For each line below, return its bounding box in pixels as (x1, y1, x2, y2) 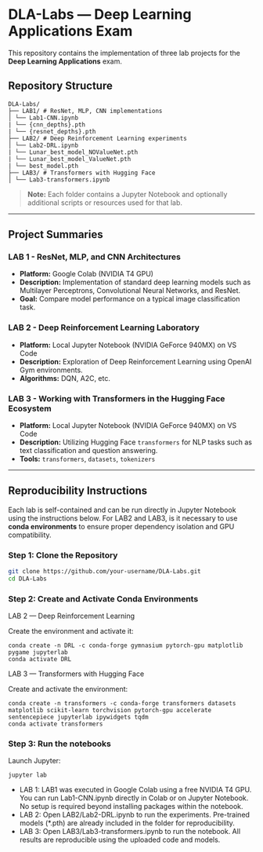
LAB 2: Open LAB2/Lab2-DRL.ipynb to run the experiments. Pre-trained (19, 810, 250, 820)
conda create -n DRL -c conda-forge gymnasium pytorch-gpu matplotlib (8, 642, 243, 649)
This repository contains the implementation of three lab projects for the (8, 48, 240, 57)
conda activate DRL (8, 656, 72, 664)
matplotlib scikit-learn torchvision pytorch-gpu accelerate (8, 707, 212, 715)
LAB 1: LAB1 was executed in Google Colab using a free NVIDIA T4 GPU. (19, 785, 252, 795)
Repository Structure (8, 79, 113, 93)
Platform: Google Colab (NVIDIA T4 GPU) (19, 269, 154, 279)
